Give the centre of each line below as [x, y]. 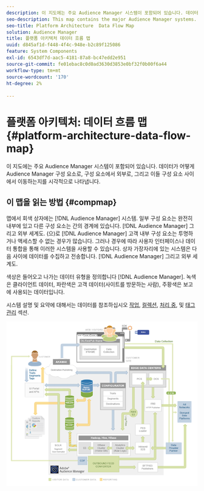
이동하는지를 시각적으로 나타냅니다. [59, 182]
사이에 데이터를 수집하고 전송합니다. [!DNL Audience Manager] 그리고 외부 [102, 256]
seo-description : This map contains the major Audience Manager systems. [102, 19]
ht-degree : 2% [24, 83]
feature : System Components [42, 52]
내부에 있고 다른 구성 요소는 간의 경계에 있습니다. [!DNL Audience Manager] [97, 225]
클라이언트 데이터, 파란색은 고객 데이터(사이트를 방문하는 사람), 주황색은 [97, 284]
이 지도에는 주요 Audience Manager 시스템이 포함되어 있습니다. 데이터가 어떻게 [100, 167]
